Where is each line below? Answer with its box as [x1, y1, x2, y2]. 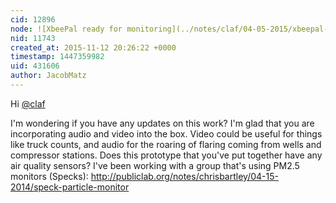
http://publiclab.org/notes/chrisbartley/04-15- [90, 170, 279, 182]
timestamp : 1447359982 [10, 52, 105, 62]
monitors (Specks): [10, 170, 89, 182]
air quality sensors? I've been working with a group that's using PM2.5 [10, 159, 300, 171]
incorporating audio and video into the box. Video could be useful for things [10, 127, 323, 140]
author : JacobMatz [10, 71, 87, 81]
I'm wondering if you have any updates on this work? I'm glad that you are [10, 117, 315, 129]
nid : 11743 [10, 33, 56, 43]
